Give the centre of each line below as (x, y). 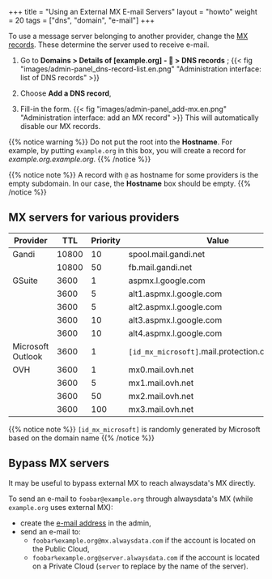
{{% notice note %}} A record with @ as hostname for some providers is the (134, 175)
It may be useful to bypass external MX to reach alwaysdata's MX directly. (132, 482)
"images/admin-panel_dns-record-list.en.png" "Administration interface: (140, 69)
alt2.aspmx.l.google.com (175, 307)
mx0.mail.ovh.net (161, 370)
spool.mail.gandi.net (167, 254)
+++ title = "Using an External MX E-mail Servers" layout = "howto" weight (133, 12)
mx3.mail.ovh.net (161, 409)
